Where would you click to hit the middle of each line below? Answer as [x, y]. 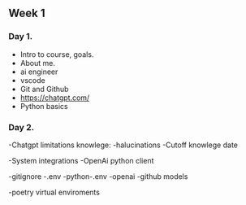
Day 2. [22, 127]
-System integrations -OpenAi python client [81, 160]
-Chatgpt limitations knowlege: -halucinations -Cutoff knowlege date [123, 145]
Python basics [44, 106]
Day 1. [21, 37]
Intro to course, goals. [57, 54]
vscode [33, 80]
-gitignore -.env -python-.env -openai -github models [98, 176]
